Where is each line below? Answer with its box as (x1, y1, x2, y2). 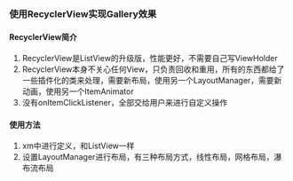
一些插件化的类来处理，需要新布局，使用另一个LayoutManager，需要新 (21, 75, 282, 86)
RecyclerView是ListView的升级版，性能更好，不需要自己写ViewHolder (21, 53, 278, 64)
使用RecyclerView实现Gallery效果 (9, 7, 157, 20)
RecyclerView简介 (9, 31, 77, 42)
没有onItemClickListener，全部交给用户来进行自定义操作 (21, 98, 228, 108)
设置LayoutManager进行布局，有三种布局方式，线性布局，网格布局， (21, 152, 274, 162)
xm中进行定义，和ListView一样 (21, 140, 135, 152)
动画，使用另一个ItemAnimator (21, 86, 135, 97)
